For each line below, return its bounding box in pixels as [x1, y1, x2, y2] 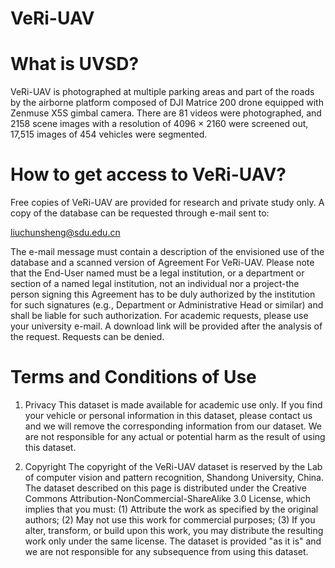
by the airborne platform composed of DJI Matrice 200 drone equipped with [10, 97, 324, 109]
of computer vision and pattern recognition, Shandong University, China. [24, 472, 324, 483]
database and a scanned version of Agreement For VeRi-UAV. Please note [10, 257, 315, 269]
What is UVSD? [10, 53, 140, 76]
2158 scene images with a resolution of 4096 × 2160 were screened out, [10, 118, 309, 130]
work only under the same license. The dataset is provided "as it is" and [24, 535, 322, 547]
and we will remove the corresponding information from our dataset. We [24, 420, 323, 432]
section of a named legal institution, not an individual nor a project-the [10, 278, 300, 290]
